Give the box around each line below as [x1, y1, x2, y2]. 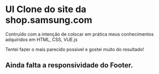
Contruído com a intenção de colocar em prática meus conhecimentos [5, 31, 154, 37]
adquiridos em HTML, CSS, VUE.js [5, 36, 78, 43]
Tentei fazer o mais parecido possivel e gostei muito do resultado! [5, 46, 144, 52]
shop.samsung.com [5, 14, 93, 26]
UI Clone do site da [5, 4, 87, 15]
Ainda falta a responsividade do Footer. [5, 61, 133, 69]
